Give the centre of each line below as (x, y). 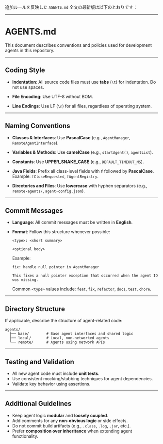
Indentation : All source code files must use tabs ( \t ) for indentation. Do (84, 82)
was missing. (25, 280)
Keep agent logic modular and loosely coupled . (60, 415)
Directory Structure (35, 309)
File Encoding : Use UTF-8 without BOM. (52, 96)
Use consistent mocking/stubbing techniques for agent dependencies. (82, 379)
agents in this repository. (30, 50)
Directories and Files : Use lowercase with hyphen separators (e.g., (80, 185)
